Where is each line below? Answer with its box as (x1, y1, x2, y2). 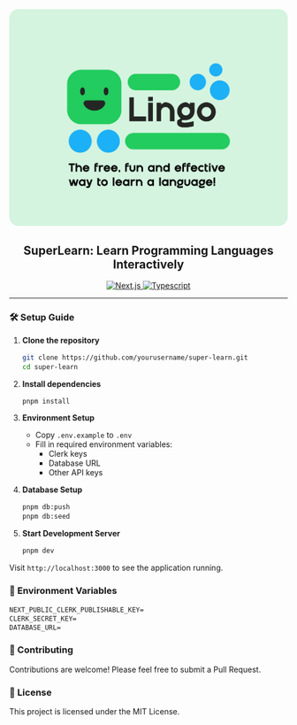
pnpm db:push (21, 503, 71, 512)
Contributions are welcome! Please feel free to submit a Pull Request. (9, 664, 262, 675)
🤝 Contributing (9, 644, 73, 656)
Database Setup (21, 484, 83, 495)
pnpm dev (21, 546, 55, 556)
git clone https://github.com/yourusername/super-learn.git (21, 353, 248, 362)
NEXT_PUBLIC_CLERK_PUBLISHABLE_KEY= (9, 605, 144, 614)
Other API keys (48, 467, 103, 478)
